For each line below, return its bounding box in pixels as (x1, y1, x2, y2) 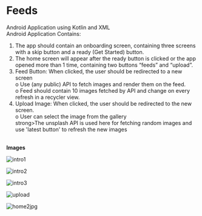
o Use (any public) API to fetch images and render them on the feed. (15, 80, 186, 88)
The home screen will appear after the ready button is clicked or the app (15, 55, 196, 62)
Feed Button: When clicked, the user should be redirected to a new (15, 67, 183, 75)
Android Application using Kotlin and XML (6, 24, 110, 31)
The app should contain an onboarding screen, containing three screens (15, 42, 196, 49)
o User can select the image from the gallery (15, 113, 127, 120)
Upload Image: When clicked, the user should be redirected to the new (15, 100, 192, 107)
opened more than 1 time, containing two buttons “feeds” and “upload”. (15, 61, 193, 69)
